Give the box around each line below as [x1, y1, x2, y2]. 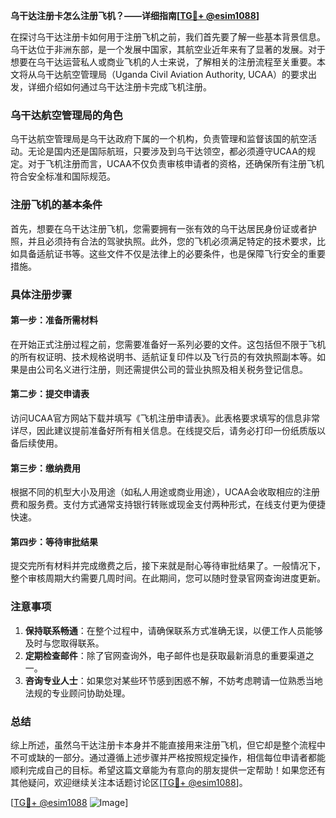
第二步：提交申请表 [10, 388, 90, 400]
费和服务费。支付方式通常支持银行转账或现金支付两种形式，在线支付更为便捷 [10, 499, 326, 511]
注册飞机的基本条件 [10, 198, 103, 212]
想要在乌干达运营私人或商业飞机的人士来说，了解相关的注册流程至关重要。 [10, 56, 317, 68]
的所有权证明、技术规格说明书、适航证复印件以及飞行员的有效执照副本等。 [10, 350, 317, 363]
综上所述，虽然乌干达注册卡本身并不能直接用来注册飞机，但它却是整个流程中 [10, 739, 326, 751]
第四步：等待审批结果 [10, 535, 98, 548]
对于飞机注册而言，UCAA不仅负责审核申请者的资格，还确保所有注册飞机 [27, 158, 325, 170]
